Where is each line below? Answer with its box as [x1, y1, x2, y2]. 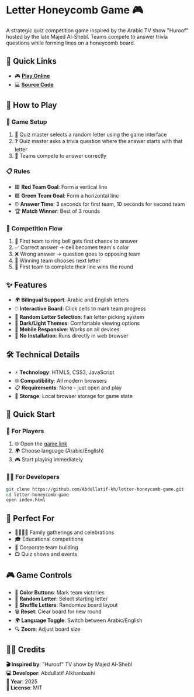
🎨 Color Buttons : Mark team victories [14, 589, 105, 596]
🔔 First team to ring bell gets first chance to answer [14, 237, 138, 245]
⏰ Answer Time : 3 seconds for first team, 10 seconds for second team [14, 200, 185, 208]
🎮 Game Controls [6, 570, 72, 580]
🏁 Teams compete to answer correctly [14, 152, 107, 159]
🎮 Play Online [14, 72, 50, 79]
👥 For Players [6, 427, 44, 435]
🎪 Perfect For [6, 513, 55, 523]
